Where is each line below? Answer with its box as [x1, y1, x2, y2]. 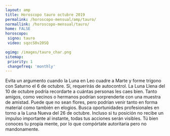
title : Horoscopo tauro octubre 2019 [5, 12, 85, 17]
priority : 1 [7, 59, 33, 64]
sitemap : [5, 54, 24, 59]
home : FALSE [5, 26, 30, 31]
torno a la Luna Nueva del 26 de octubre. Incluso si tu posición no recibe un [5, 110, 164, 116]
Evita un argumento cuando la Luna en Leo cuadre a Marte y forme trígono [5, 78, 161, 84]
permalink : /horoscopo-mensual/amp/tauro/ [5, 17, 96, 22]
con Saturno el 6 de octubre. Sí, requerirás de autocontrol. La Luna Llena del [5, 83, 165, 89]
